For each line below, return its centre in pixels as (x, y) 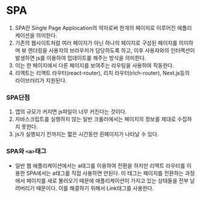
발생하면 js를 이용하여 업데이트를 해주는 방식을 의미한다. (80, 58)
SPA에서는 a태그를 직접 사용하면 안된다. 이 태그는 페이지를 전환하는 (105, 173)
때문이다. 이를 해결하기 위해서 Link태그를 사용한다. (95, 188)
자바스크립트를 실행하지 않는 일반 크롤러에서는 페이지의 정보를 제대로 (95, 119)
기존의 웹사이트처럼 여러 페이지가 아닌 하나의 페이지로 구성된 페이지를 (96, 43)
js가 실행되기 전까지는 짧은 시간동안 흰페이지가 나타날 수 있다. (87, 134)
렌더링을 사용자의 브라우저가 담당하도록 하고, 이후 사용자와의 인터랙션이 (112, 50)
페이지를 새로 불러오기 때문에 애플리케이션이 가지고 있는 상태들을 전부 (107, 180)
